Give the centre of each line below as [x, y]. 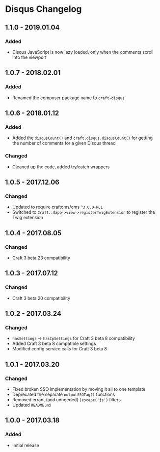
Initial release [26, 445]
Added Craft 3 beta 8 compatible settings [54, 343]
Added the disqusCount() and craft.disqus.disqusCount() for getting [82, 138]
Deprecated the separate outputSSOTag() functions [64, 394]
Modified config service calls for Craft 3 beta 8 [59, 349]
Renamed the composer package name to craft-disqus [68, 98]
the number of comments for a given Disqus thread [64, 143]
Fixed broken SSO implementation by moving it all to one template [79, 389]
